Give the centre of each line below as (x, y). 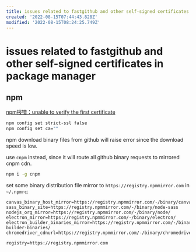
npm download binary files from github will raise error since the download (95, 140)
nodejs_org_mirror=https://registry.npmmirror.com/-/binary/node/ (88, 212)
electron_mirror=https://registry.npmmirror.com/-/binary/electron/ (91, 218)
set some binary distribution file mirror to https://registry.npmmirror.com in (98, 185)
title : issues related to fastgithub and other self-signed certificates (98, 11)
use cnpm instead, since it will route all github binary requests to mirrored (93, 157)
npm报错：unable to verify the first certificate (61, 112)
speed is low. (22, 146)
